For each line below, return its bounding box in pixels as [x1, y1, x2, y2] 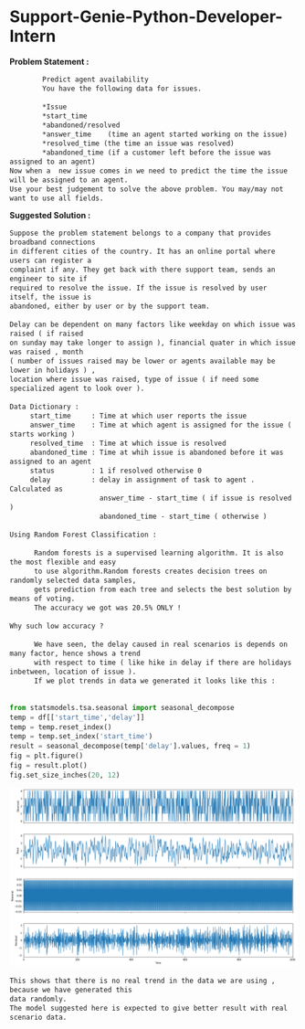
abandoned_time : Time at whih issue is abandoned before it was [29, 448, 284, 457]
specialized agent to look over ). [9, 384, 145, 393]
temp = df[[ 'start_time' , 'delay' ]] [9, 713, 145, 722]
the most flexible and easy [9, 557, 117, 567]
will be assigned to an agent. [9, 175, 129, 185]
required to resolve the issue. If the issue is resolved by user [9, 283, 268, 292]
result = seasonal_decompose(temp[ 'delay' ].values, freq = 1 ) [9, 742, 251, 751]
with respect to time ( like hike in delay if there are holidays [33, 658, 292, 667]
